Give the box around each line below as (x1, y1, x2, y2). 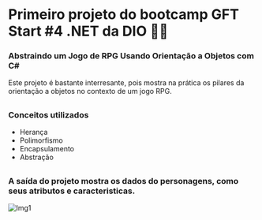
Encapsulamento (19, 144, 75, 154)
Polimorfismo (19, 136, 63, 145)
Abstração (19, 152, 54, 162)
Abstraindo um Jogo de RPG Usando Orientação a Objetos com (8, 50, 255, 62)
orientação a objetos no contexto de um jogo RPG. (8, 87, 172, 96)
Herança (19, 128, 48, 137)
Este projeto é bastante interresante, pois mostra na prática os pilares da (8, 78, 245, 88)
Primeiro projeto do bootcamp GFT (8, 6, 239, 24)
